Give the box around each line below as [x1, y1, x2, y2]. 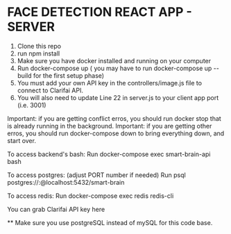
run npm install [17, 49, 60, 58]
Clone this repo [17, 42, 61, 50]
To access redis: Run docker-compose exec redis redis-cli [7, 192, 174, 200]
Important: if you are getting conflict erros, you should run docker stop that [7, 114, 222, 122]
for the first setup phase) [33, 71, 105, 80]
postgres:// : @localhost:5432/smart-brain [7, 178, 125, 186]
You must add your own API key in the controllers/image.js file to [17, 78, 203, 87]
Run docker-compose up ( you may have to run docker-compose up [17, 64, 212, 72]
